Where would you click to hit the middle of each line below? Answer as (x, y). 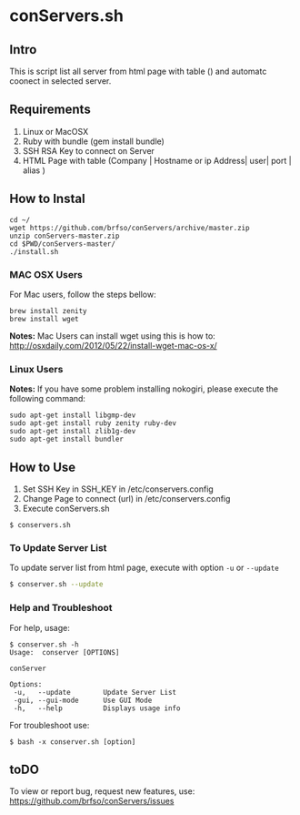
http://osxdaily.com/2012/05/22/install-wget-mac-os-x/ (114, 345)
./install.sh (34, 251)
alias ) (34, 170)
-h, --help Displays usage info (97, 708)
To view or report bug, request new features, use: (102, 791)
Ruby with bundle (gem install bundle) (94, 141)
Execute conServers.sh (66, 509)
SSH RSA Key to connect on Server (88, 150)
